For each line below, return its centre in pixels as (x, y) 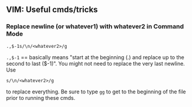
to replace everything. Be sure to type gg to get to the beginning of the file (96, 92)
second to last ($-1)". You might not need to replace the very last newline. (95, 63)
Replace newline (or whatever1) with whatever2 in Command (95, 27)
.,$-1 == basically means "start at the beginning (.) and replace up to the (95, 57)
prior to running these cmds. (41, 98)
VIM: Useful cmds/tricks (52, 10)
